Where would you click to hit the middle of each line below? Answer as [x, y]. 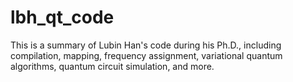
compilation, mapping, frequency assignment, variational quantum [146, 55]
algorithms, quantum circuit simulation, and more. [112, 66]
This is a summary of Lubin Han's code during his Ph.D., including [146, 45]
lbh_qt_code [62, 17]
